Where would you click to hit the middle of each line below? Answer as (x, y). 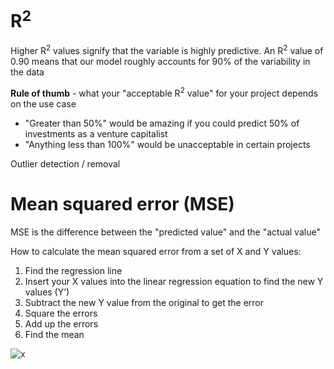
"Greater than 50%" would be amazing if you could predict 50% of (162, 123)
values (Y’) (47, 292)
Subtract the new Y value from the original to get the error (144, 302)
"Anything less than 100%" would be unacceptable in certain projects (167, 144)
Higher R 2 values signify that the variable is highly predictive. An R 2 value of (167, 49)
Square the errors (61, 313)
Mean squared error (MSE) (122, 203)
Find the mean (54, 334)
